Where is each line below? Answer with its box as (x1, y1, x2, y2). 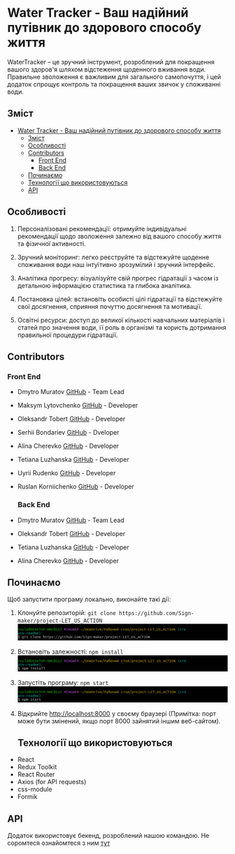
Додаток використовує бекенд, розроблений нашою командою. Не (7, 832, 210, 840)
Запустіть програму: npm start (17, 678, 109, 686)
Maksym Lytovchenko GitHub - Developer (17, 401, 138, 410)
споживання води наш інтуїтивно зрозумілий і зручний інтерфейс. (17, 260, 215, 268)
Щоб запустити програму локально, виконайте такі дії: (7, 595, 171, 604)
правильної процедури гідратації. (17, 331, 118, 339)
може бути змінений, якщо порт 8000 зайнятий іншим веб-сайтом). (17, 716, 221, 725)
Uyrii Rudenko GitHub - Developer (17, 469, 116, 477)
